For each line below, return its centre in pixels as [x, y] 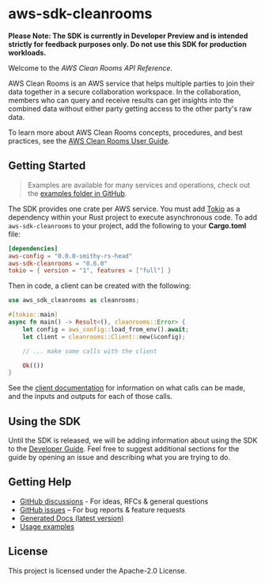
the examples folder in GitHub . [77, 193]
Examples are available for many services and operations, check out [139, 185]
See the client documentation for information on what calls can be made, [127, 388]
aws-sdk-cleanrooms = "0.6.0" [58, 263]
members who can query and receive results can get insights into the [121, 100]
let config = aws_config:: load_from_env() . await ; [106, 329]
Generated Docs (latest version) [72, 518]
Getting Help [40, 482]
